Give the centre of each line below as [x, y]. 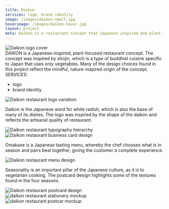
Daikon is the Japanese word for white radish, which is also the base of [79, 109]
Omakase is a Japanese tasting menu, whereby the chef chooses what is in [83, 145]
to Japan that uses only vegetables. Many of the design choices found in [80, 64]
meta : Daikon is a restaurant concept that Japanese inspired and [76, 33]
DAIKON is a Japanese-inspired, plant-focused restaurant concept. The [79, 53]
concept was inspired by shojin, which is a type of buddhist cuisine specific [83, 58]
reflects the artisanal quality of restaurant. [49, 120]
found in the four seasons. [32, 180]
